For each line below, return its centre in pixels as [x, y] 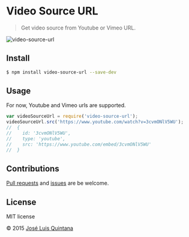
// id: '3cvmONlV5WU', [38, 134]
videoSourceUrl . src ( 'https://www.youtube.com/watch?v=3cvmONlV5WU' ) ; [95, 122]
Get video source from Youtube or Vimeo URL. [78, 28]
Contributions [33, 169]
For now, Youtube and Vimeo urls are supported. [66, 105]
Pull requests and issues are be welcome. [58, 183]
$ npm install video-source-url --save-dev [61, 72]
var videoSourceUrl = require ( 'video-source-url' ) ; [72, 116]
